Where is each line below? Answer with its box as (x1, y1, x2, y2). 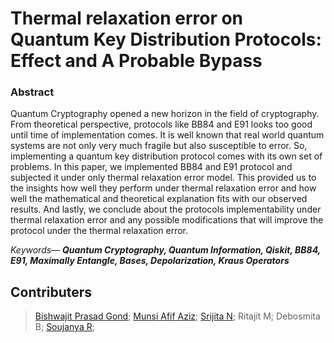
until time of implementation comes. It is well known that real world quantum (10, 129, 325, 141)
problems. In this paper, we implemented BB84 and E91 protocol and (10, 161, 293, 173)
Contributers (10, 283, 93, 301)
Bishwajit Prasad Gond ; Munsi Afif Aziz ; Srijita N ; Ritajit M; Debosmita (34, 310, 321, 322)
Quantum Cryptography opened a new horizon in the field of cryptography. (10, 108, 320, 120)
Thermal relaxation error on (10, 7, 244, 30)
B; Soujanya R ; (34, 321, 95, 333)
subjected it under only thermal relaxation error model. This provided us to (10, 172, 317, 184)
